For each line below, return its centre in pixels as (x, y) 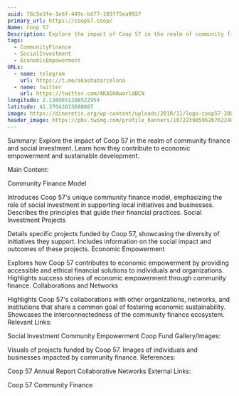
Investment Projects (37, 220)
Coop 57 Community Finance (50, 385)
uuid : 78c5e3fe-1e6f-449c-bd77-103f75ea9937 (74, 14)
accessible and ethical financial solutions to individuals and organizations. (116, 270)
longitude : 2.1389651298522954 (54, 101)
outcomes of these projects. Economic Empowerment (86, 249)
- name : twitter (38, 87)
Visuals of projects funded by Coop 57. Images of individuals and (102, 350)
